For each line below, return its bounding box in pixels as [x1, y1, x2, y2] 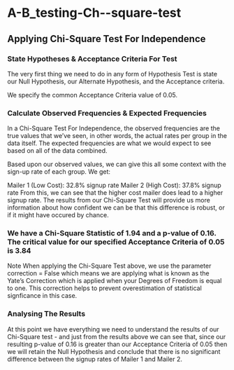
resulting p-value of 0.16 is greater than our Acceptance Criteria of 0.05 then [7, 340, 228, 348]
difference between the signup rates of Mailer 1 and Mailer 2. [7, 355, 183, 363]
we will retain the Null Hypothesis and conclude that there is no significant [7, 347, 221, 355]
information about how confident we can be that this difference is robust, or [7, 203, 225, 212]
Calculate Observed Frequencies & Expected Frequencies [7, 108, 207, 118]
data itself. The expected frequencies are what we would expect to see [7, 139, 212, 148]
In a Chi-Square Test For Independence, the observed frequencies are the [7, 124, 220, 132]
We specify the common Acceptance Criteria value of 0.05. [7, 90, 178, 99]
